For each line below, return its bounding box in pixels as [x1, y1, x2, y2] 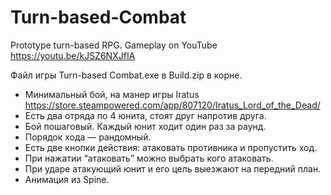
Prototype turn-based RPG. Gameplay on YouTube [10, 39, 218, 51]
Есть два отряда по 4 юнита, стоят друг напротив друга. [24, 109, 267, 121]
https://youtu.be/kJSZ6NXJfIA [10, 49, 136, 61]
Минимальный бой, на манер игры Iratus [24, 88, 200, 100]
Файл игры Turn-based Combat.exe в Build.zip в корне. [10, 69, 243, 81]
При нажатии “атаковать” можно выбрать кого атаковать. [24, 152, 274, 164]
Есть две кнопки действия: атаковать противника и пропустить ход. [24, 141, 318, 153]
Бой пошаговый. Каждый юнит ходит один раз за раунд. [24, 120, 267, 132]
